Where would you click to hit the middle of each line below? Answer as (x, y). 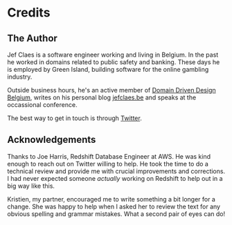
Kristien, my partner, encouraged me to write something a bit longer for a (111, 199)
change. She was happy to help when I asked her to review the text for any (114, 206)
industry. (20, 77)
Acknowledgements (52, 140)
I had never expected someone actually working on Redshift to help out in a (115, 178)
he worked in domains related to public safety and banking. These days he (114, 62)
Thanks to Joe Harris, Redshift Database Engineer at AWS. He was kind (109, 156)
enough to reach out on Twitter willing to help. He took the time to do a (108, 164)
